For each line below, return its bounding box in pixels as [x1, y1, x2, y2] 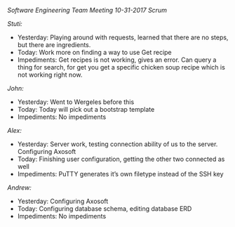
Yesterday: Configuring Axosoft [17, 197, 109, 205]
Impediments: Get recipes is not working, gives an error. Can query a [17, 56, 217, 64]
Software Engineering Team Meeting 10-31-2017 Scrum [7, 6, 167, 14]
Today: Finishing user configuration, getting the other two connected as [17, 155, 225, 163]
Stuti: [7, 20, 22, 27]
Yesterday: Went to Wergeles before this [17, 98, 135, 106]
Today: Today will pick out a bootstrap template [17, 105, 155, 113]
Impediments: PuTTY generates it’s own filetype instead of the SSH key [17, 170, 224, 178]
